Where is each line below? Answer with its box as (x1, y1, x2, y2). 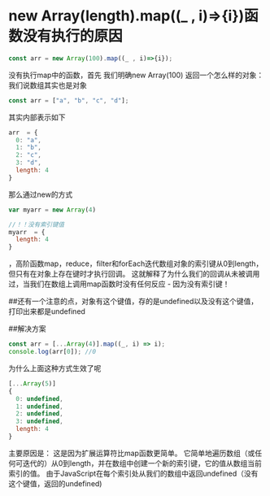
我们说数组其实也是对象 (8, 80, 87, 89)
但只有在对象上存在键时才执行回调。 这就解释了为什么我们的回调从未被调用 (8, 269, 260, 279)
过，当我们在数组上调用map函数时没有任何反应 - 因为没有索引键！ (8, 279, 230, 289)
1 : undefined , (15, 402, 63, 411)
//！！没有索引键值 (8, 220, 65, 228)
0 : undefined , (15, 394, 63, 402)
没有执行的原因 (23, 27, 124, 46)
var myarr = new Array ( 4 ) (8, 206, 96, 214)
